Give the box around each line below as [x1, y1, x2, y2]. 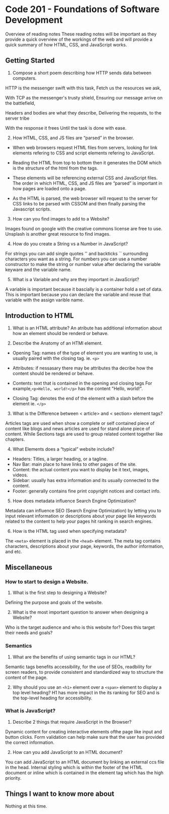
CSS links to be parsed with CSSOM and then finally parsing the [12, 200, 146, 206]
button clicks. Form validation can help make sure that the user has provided [5, 734, 164, 740]
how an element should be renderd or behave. [12, 330, 109, 336]
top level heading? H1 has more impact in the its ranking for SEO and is [12, 689, 160, 695]
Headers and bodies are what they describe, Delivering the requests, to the [5, 110, 161, 116]
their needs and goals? [5, 630, 53, 636]
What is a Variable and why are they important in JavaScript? [12, 276, 140, 282]
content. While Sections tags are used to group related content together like [5, 430, 163, 437]
